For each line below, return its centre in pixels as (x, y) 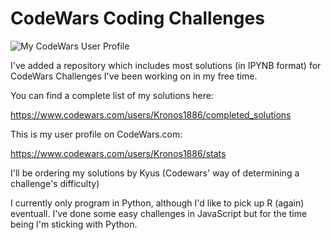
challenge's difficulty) (55, 183)
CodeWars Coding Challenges (137, 18)
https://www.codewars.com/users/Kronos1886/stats (118, 153)
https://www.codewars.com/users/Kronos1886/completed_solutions (151, 114)
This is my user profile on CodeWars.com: (96, 134)
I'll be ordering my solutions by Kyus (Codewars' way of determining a (155, 173)
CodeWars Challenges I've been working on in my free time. (134, 76)
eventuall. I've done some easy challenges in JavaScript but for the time (159, 213)
